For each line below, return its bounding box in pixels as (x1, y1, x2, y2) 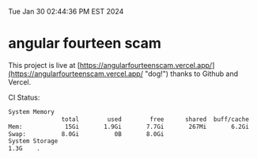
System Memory (8, 108, 55, 115)
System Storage (8, 138, 59, 146)
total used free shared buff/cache (61, 115, 249, 123)
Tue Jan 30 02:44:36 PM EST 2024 (8, 7, 124, 16)
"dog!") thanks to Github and (145, 69, 239, 78)
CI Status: (8, 93, 40, 102)
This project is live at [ (8, 60, 81, 70)
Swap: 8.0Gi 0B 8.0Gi (8, 130, 164, 138)
